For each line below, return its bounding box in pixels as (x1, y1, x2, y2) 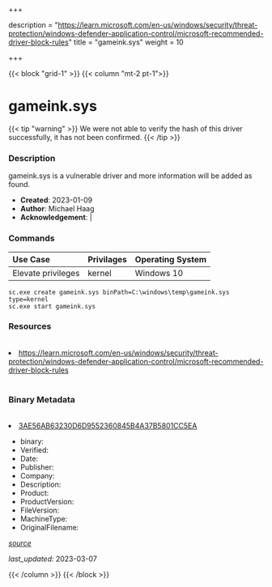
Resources (8, 321, 52, 332)
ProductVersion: (19, 497, 74, 507)
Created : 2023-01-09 (19, 195, 93, 205)
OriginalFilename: (19, 523, 79, 533)
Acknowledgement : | (19, 212, 93, 223)
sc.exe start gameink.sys (8, 302, 96, 310)
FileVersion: (19, 505, 60, 515)
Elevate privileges (12, 267, 80, 279)
